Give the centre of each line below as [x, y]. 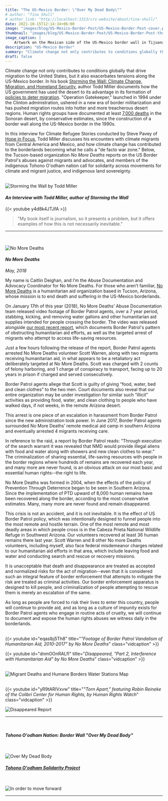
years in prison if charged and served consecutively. [59, 374]
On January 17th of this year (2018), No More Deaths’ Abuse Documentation [83, 306]
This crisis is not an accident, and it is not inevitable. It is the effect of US [80, 513]
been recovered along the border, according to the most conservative [77, 498]
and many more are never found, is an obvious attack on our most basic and [84, 467]
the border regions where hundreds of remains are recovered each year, [79, 462]
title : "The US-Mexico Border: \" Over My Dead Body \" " [63, 10]
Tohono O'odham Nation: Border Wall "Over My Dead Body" [69, 735]
